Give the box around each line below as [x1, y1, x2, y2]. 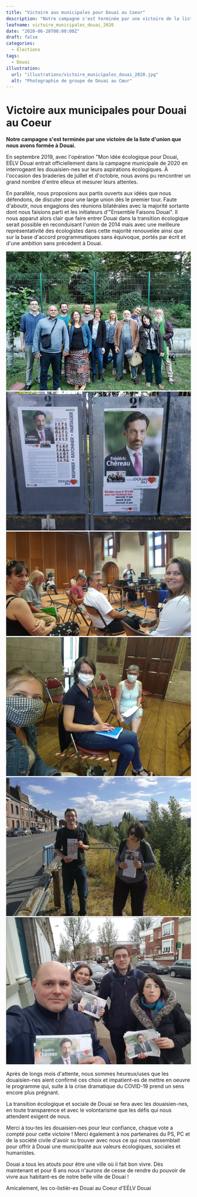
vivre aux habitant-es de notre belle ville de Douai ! [6, 1173, 129, 1181]
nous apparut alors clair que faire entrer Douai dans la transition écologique [6, 215, 189, 222]
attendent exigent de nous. [6, 1113, 72, 1120]
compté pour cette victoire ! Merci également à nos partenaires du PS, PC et [6, 1131, 191, 1138]
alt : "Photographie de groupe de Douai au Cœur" [11, 78, 133, 84]
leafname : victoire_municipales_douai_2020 [6, 22, 114, 28]
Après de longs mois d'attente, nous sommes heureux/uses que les [6, 1071, 169, 1078]
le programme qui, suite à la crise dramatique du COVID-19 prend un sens [6, 1083, 185, 1090]
